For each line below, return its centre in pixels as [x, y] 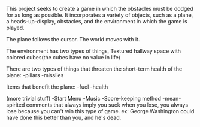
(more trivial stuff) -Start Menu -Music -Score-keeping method [84, 99]
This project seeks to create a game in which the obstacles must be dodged [100, 9]
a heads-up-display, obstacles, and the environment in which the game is [97, 21]
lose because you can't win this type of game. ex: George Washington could [100, 111]
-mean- [172, 99]
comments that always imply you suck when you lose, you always [107, 105]
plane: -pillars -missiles [35, 75]
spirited [16, 105]
